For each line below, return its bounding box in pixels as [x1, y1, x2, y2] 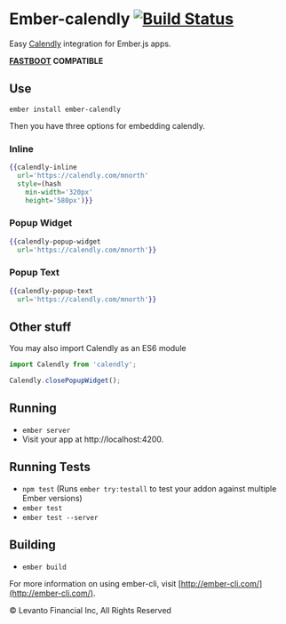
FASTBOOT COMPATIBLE [9, 55, 104, 66]
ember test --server [21, 513, 99, 522]
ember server [21, 426, 71, 435]
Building [9, 538, 56, 553]
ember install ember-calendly [9, 105, 122, 114]
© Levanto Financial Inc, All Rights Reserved [9, 604, 171, 615]
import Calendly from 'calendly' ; [9, 360, 138, 369]
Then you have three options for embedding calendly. [9, 120, 206, 131]
